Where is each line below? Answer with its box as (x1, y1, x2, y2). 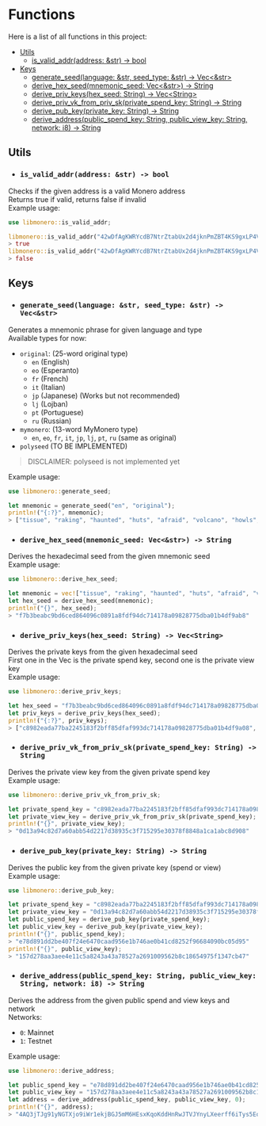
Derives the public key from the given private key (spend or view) (8, 862, 222, 872)
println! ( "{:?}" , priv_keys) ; (8, 716, 108, 724)
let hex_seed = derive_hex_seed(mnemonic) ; (8, 597, 154, 605)
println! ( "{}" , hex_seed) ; (8, 605, 97, 613)
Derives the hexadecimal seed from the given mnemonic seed (8, 552, 211, 561)
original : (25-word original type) (19, 349, 128, 358)
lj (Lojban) (31, 399, 69, 409)
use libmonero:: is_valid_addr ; (8, 218, 112, 227)
